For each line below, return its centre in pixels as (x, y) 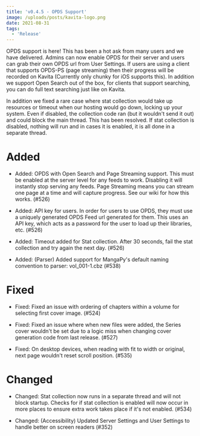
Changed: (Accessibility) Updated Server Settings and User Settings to (102, 420)
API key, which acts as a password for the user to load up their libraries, (103, 224)
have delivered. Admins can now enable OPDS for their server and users (96, 58)
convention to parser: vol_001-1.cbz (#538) (68, 266)
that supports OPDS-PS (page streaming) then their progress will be (90, 70)
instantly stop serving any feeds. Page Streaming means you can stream (104, 187)
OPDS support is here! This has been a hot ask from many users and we (95, 51)
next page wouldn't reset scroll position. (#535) (73, 355)
